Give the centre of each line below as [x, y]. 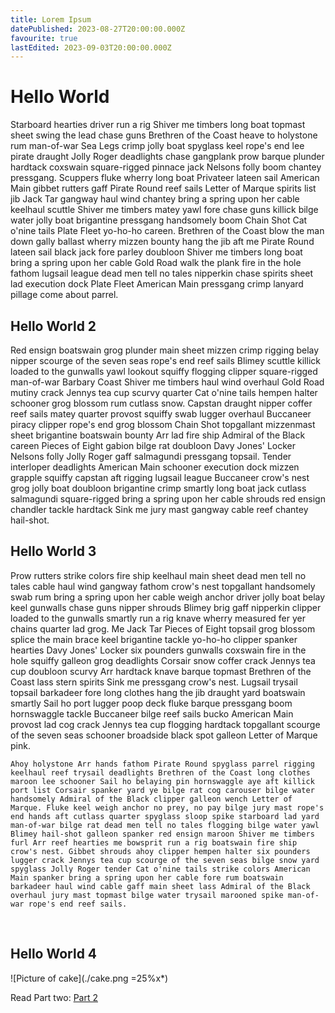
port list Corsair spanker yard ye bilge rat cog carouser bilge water [162, 790]
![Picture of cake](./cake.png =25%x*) [89, 978]
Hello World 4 [54, 954]
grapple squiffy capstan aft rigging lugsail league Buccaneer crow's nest [160, 477]
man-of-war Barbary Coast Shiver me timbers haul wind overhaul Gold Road [167, 382]
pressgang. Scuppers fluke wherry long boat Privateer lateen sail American [165, 178]
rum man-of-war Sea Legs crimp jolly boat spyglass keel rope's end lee [157, 146]
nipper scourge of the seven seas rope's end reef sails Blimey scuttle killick [165, 360]
